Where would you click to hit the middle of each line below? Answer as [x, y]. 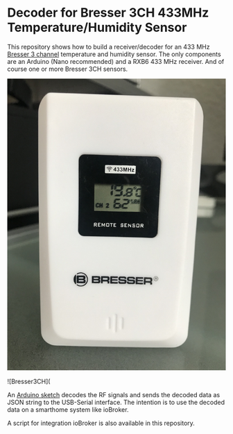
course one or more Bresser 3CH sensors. [68, 69]
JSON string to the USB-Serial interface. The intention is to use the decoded [116, 402]
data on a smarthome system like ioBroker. [68, 409]
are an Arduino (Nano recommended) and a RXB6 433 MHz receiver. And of [116, 61]
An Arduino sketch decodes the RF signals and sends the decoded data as [114, 394]
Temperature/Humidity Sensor [97, 27]
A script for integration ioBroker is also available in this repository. [101, 423]
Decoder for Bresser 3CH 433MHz [108, 13]
